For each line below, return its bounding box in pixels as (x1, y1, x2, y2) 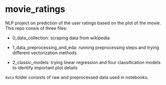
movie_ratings (5, 3, 65, 15)
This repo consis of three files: (5, 25, 68, 31)
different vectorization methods (12, 50, 77, 56)
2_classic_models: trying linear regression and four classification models (12, 59, 161, 65)
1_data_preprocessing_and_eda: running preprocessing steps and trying (12, 44, 160, 50)
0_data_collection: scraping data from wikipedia (12, 35, 110, 41)
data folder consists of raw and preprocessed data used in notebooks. (5, 74, 149, 80)
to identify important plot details (12, 65, 78, 71)
